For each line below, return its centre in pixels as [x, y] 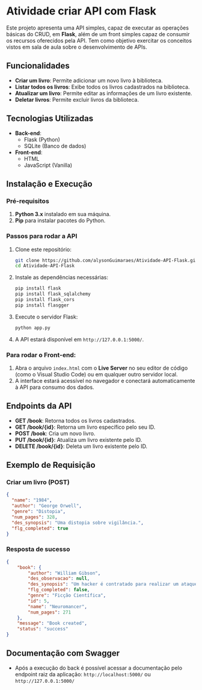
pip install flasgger [42, 305]
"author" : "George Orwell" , [47, 506]
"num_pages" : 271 [49, 612]
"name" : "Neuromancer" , [57, 606]
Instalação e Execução [49, 184]
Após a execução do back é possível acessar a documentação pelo [98, 668]
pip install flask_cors [45, 300]
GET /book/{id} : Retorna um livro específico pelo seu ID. [85, 427]
